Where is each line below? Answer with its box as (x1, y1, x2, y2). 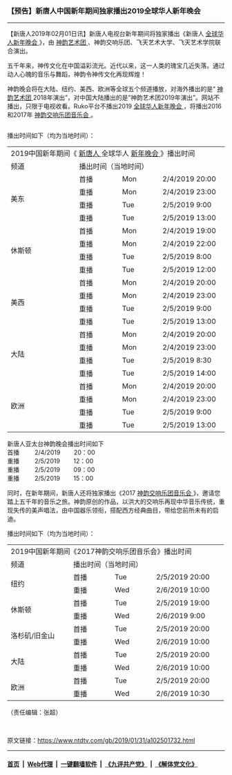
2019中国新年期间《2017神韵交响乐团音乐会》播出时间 (10, 547, 192, 557)
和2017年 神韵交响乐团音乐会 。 (7, 111, 97, 119)
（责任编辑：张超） (7, 708, 62, 716)
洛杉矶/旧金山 (10, 631, 55, 640)
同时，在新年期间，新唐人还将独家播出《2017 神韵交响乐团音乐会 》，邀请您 (7, 489, 221, 497)
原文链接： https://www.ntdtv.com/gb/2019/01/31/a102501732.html (7, 736, 195, 745)
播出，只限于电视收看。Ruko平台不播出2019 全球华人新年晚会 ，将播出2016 (7, 102, 222, 111)
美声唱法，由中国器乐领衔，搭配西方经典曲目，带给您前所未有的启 (30, 506, 219, 515)
